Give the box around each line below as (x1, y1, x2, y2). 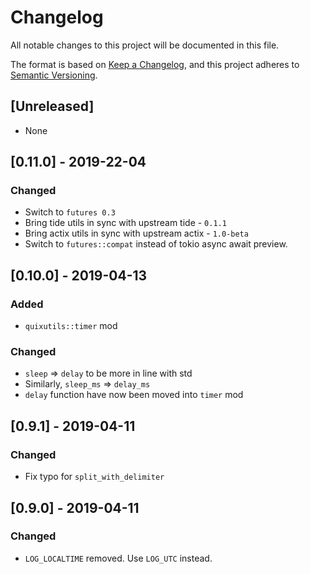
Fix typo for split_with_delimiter (24, 471, 165, 483)
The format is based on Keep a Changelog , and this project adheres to (10, 58, 300, 70)
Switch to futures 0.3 (24, 206, 116, 218)
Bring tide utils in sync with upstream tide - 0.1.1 (24, 217, 227, 229)
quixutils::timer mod (24, 320, 118, 332)
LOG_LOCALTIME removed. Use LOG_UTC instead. (24, 552, 213, 564)
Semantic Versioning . (10, 69, 98, 81)
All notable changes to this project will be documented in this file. (10, 39, 280, 51)
